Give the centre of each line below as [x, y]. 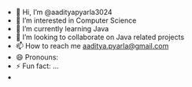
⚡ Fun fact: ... [37, 66]
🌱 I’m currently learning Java [62, 29]
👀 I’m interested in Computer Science [76, 20]
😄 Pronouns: [37, 57]
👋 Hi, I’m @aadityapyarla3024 [64, 12]
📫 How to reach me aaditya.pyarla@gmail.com [92, 46]
